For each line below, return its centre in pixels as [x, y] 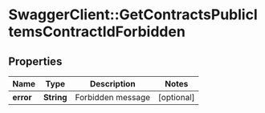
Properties [35, 61]
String [55, 97]
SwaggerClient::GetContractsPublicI [133, 15]
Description [112, 84]
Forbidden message [113, 97]
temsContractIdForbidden [97, 32]
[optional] [176, 97]
